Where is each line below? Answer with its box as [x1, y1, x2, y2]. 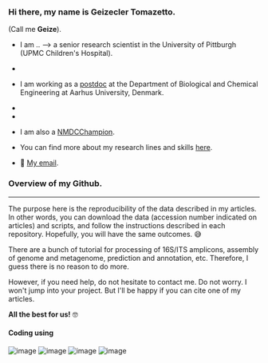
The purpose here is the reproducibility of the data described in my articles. [8, 203, 257, 213]
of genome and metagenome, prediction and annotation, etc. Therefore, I [8, 253, 249, 262]
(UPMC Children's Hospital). [19, 49, 113, 58]
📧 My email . [19, 158, 59, 168]
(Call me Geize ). [8, 25, 62, 34]
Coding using [8, 328, 54, 337]
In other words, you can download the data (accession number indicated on [8, 212, 258, 222]
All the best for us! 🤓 [8, 310, 78, 319]
